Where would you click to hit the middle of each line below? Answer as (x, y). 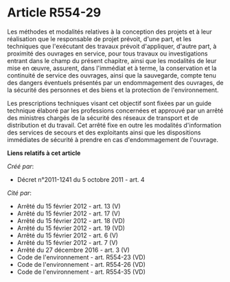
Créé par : (21, 166)
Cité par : (20, 193)
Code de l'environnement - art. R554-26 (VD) (81, 264)
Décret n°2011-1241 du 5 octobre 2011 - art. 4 (81, 179)
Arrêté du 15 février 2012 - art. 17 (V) (69, 213)
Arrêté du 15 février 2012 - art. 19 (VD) (71, 228)
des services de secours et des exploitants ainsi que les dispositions (104, 132)
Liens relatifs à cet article (44, 153)
